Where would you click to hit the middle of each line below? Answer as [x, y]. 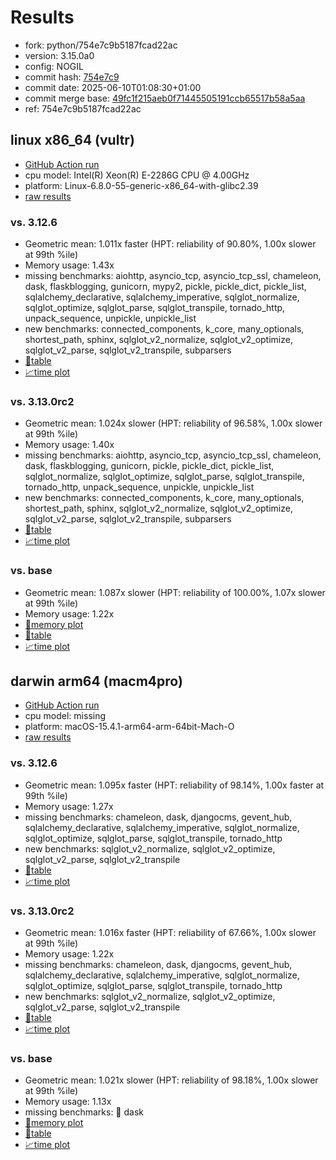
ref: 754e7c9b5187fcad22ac [83, 108]
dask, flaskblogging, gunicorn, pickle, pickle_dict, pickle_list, [149, 466]
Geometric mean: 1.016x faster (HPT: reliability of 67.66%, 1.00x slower [170, 933]
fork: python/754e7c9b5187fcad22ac [101, 45]
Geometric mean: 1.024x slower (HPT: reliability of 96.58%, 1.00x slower [173, 423]
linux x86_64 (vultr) [72, 140]
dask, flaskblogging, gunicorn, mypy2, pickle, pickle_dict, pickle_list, [165, 287]
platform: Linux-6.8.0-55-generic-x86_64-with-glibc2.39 [141, 185]
